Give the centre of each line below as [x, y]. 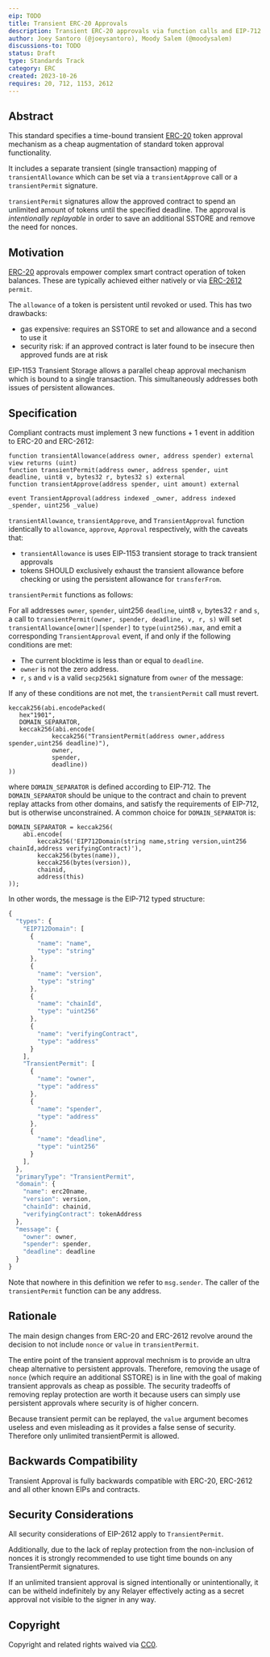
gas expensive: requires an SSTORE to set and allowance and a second [138, 329]
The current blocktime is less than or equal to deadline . [112, 660]
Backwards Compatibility [73, 1461]
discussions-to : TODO [45, 46]
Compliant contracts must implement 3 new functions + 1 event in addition [132, 432]
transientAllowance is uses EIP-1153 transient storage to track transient [139, 553]
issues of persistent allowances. [62, 388]
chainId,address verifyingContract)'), [75, 848]
